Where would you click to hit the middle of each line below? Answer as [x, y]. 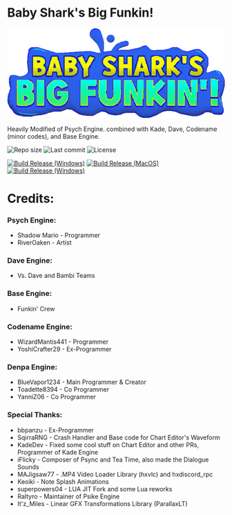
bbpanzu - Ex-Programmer [56, 430]
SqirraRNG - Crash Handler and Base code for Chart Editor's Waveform [118, 437]
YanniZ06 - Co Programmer [57, 397]
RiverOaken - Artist [44, 243]
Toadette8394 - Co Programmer [63, 390]
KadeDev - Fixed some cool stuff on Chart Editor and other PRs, [108, 444]
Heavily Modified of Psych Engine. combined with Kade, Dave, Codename [112, 129]
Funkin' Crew [36, 308]
